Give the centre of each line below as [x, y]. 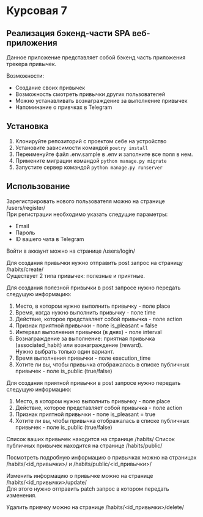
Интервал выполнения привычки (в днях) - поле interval [88, 332]
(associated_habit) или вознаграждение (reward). [79, 345]
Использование [38, 186]
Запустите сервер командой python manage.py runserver [89, 167]
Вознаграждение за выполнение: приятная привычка [85, 338]
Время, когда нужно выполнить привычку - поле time [85, 312]
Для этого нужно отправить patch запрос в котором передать [88, 489]
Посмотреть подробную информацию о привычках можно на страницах [102, 457]
